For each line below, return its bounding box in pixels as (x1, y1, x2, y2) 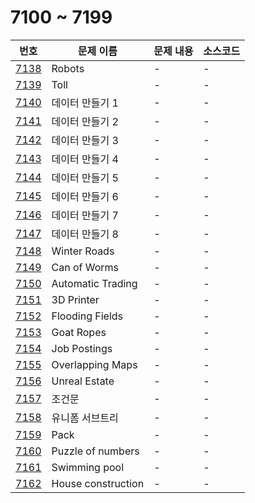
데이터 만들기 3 (51, 133, 119, 147)
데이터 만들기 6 (51, 189, 119, 203)
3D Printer (51, 292, 100, 306)
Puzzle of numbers (51, 444, 140, 458)
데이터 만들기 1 (51, 96, 119, 110)
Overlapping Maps (51, 357, 138, 371)
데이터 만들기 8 (51, 227, 119, 241)
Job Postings (51, 341, 113, 355)
